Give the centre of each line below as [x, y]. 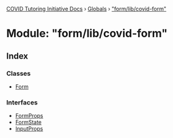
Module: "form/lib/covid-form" [87, 34]
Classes [19, 73]
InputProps [29, 129]
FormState [28, 122]
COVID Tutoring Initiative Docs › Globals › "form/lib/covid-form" [86, 9]
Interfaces [22, 102]
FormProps [29, 116]
